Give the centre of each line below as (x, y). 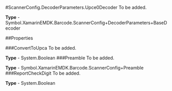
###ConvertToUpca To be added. (41, 48)
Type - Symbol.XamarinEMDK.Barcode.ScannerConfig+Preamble (74, 68)
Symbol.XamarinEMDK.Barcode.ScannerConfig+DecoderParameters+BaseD (86, 23)
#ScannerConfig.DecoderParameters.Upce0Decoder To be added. (76, 7)
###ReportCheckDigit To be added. (43, 73)
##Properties (19, 38)
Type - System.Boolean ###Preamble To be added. (60, 58)
